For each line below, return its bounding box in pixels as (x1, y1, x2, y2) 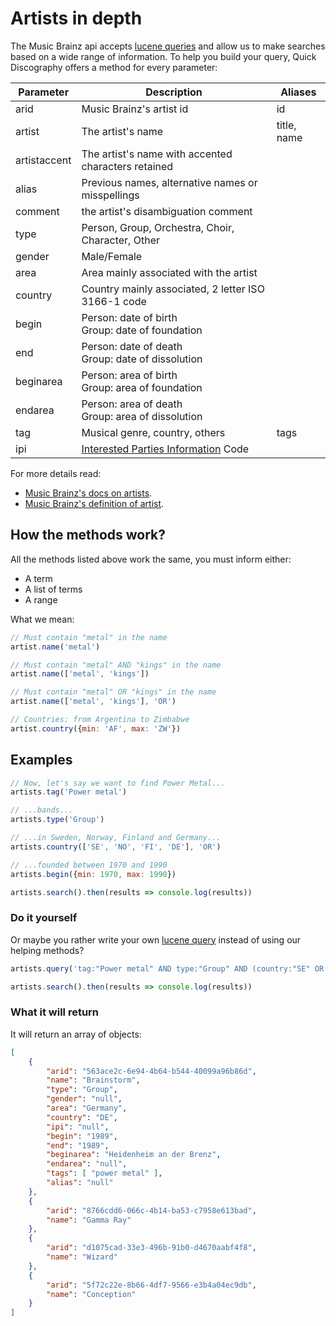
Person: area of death (81, 397, 183, 411)
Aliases (280, 85, 317, 99)
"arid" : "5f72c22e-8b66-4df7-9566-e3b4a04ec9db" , (46, 1280, 257, 1290)
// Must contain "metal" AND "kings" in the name (10, 660, 222, 670)
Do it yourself (10, 911, 78, 925)
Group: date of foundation (81, 323, 203, 337)
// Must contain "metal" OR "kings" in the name (10, 687, 217, 697)
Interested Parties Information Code (81, 442, 250, 456)
